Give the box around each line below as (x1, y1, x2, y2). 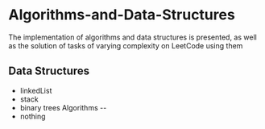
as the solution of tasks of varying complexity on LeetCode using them (8, 40, 243, 50)
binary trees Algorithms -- (19, 102, 107, 112)
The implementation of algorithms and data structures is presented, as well (8, 32, 258, 42)
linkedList (19, 85, 52, 95)
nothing (19, 111, 46, 121)
